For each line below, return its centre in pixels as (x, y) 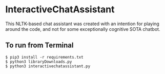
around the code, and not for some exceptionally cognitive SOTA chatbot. (83, 29)
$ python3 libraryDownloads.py (39, 62)
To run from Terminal (39, 45)
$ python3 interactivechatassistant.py (48, 66)
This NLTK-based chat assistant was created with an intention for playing (82, 24)
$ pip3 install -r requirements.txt (44, 57)
